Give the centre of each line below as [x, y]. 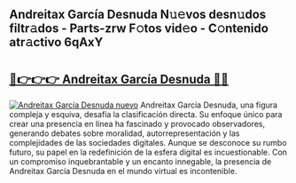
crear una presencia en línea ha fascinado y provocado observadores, [137, 124]
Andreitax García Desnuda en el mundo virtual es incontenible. [123, 171]
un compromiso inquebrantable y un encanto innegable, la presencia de [140, 162]
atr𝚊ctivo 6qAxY [56, 42]
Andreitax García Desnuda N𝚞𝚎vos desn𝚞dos [138, 15]
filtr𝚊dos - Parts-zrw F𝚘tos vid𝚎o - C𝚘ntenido [139, 29]
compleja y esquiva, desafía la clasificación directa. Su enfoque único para [146, 114]
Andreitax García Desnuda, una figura [209, 105]
